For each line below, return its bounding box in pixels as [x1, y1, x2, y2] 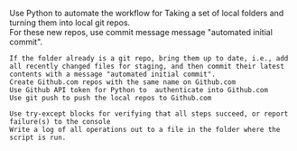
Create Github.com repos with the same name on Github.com [9, 78, 237, 87]
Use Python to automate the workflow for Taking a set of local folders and [9, 8, 284, 18]
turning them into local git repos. [9, 17, 131, 28]
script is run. [9, 133, 67, 142]
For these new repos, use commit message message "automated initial [9, 27, 274, 37]
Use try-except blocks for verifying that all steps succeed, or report [9, 109, 289, 118]
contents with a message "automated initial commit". [9, 70, 217, 79]
